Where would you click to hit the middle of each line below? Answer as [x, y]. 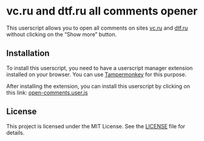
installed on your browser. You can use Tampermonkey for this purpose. [97, 74]
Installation [28, 54]
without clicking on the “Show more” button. [62, 34]
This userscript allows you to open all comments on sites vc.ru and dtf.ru [97, 28]
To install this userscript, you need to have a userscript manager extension [100, 68]
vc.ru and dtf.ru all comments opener [102, 11]
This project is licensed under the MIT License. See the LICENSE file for [96, 126]
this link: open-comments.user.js [47, 93]
